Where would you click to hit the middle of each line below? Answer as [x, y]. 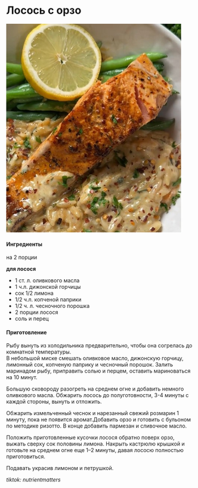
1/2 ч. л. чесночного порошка [52, 306]
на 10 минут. [22, 377]
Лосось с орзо [44, 10]
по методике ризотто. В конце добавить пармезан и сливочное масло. [97, 426]
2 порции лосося [36, 312]
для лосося [21, 269]
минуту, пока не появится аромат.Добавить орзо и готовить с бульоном [99, 420]
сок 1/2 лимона [34, 293]
